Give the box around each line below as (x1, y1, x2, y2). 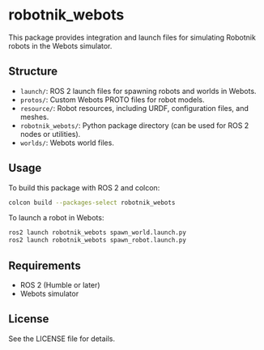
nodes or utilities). (19, 129, 81, 139)
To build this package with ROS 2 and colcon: (8, 182, 160, 192)
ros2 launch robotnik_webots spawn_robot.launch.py (8, 237, 186, 245)
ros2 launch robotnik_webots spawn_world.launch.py (8, 228, 186, 237)
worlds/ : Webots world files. (19, 138, 115, 147)
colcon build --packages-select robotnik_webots (8, 198, 176, 207)
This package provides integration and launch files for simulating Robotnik (8, 32, 257, 42)
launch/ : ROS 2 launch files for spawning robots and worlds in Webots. (19, 86, 257, 96)
